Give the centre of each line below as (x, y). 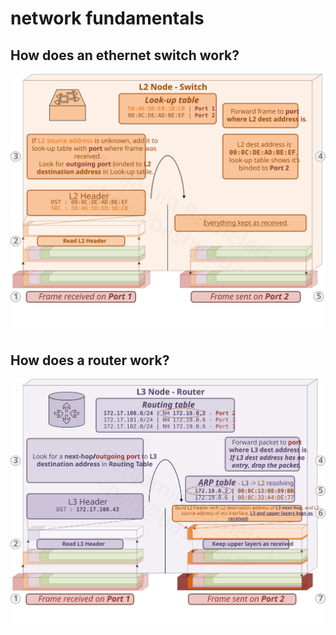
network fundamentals (107, 18)
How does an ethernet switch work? (125, 55)
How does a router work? (90, 360)
